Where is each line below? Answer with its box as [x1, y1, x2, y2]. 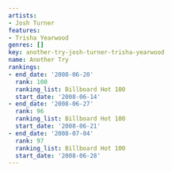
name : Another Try [8, 56, 69, 64]
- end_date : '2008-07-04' [8, 129, 94, 137]
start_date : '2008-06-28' [15, 151, 101, 159]
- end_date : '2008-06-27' [8, 100, 94, 108]
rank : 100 [15, 78, 48, 86]
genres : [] [8, 41, 44, 49]
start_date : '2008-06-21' [15, 122, 101, 130]
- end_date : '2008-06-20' [8, 71, 94, 78]
